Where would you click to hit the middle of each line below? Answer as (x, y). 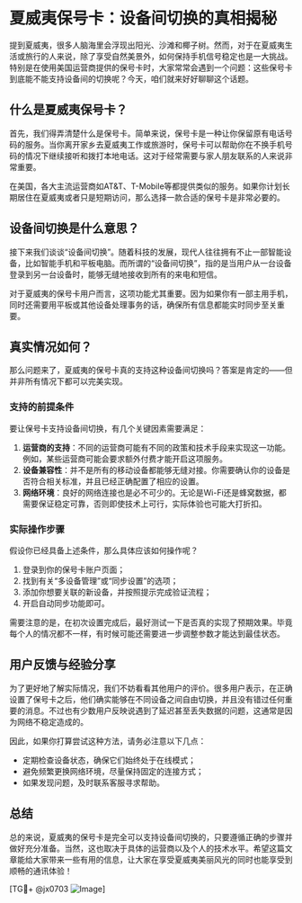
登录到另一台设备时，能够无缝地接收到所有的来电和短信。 (115, 274)
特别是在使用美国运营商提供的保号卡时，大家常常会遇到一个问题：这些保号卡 (151, 67)
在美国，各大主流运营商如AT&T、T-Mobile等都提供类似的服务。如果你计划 (146, 186)
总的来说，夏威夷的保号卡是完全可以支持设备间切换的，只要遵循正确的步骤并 (151, 836)
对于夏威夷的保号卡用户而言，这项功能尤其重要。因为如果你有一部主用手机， (151, 293)
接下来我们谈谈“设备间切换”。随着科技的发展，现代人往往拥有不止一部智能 (147, 252)
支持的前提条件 (42, 407)
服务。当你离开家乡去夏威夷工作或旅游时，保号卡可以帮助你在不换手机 (155, 144)
